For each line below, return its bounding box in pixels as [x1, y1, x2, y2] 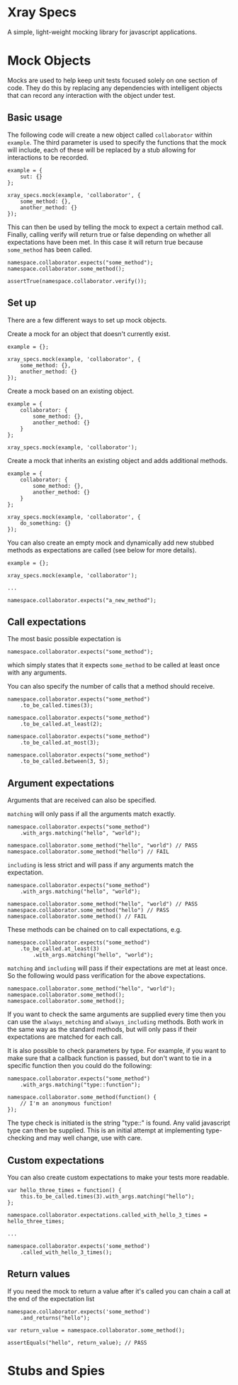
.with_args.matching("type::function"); [20, 1081, 141, 1089]
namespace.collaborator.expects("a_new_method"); [7, 596, 157, 603]
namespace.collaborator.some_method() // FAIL [7, 913, 147, 920]
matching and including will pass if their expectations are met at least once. [7, 964, 228, 972]
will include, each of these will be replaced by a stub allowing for [7, 145, 196, 154]
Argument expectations [7, 777, 115, 789]
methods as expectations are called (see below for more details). [7, 545, 197, 554]
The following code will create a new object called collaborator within [7, 130, 212, 139]
